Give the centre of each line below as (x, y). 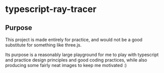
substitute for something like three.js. (43, 45)
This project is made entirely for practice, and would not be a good (74, 39)
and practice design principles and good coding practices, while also (76, 60)
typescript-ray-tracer (51, 9)
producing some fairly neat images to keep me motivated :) (66, 65)
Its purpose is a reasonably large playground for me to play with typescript (82, 54)
